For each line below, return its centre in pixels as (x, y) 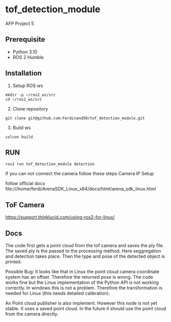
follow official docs (25, 183)
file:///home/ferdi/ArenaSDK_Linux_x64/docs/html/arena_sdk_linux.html (81, 189)
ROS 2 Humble (28, 57)
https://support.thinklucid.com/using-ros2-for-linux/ (60, 217)
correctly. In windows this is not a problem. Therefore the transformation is (84, 288)
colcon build (19, 137)
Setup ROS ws (28, 86)
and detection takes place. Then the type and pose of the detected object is (85, 256)
